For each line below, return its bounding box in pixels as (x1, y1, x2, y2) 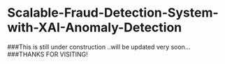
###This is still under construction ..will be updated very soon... (7, 42, 191, 51)
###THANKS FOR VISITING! (7, 50, 89, 58)
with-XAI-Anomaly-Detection (7, 19, 182, 35)
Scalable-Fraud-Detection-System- (7, 5, 219, 21)
